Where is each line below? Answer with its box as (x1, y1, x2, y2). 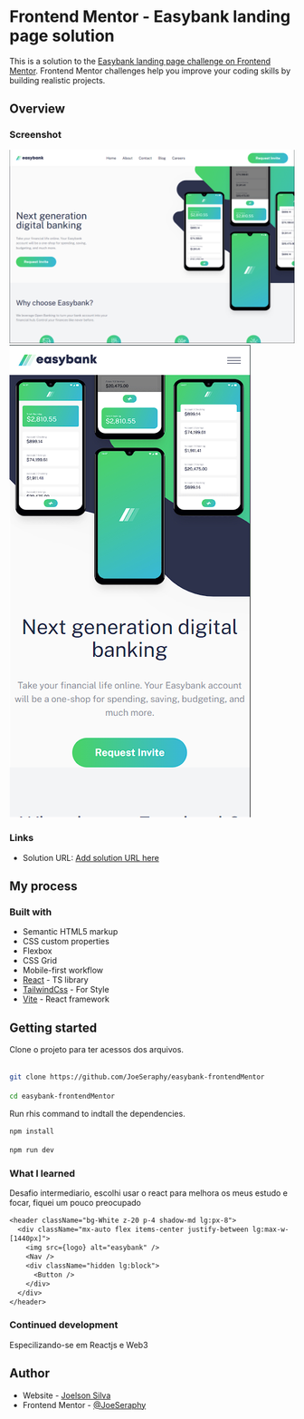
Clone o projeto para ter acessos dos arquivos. (9, 1044, 184, 1054)
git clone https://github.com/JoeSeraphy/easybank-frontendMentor (9, 1072, 265, 1081)
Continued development (9, 1318, 119, 1331)
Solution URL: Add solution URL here (22, 852, 160, 863)
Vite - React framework (22, 993, 110, 1004)
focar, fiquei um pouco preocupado (9, 1198, 142, 1209)
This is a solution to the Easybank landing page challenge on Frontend (9, 55, 271, 66)
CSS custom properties (22, 936, 110, 947)
